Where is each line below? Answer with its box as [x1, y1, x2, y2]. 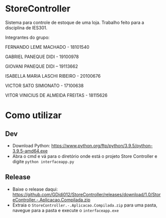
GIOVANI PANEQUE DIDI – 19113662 [5, 63, 78, 69]
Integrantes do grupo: [5, 34, 50, 40]
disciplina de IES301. [5, 24, 48, 30]
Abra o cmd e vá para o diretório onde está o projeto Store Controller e [12, 153, 158, 159]
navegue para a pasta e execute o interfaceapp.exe [12, 207, 119, 213]
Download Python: [12, 142, 51, 148]
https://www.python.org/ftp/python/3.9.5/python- [51, 142, 153, 148]
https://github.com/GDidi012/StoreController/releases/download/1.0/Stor [12, 191, 161, 197]
